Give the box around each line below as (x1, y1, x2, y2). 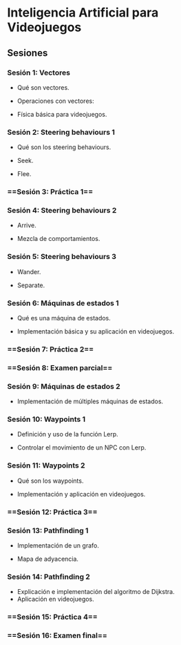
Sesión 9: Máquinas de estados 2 (7, 381, 120, 391)
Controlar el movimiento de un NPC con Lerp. (17, 443, 147, 452)
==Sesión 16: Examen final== (7, 630, 108, 640)
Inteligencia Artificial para (7, 5, 159, 21)
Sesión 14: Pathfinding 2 (7, 572, 91, 581)
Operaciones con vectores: (17, 97, 94, 105)
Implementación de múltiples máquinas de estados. (17, 397, 164, 405)
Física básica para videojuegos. (17, 110, 107, 118)
